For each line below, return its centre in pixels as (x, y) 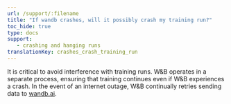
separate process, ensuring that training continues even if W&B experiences (116, 79)
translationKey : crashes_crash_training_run (72, 52)
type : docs (23, 33)
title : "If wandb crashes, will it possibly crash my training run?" (110, 20)
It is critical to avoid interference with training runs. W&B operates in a (107, 71)
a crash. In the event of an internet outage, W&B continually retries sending (114, 86)
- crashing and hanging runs (58, 45)
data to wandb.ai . (32, 93)
